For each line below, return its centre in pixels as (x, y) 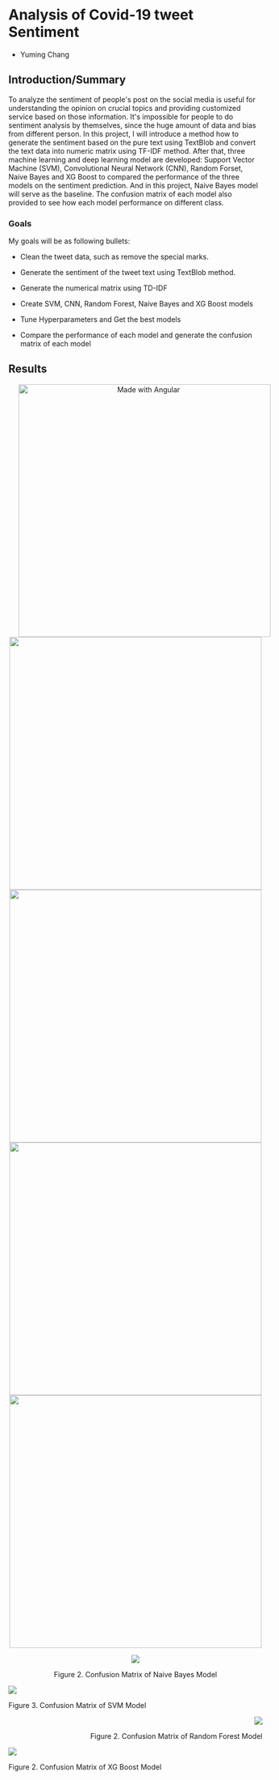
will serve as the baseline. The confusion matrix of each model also (120, 194)
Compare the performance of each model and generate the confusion (136, 335)
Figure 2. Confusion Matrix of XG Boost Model (85, 1767)
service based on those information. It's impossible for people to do (121, 116)
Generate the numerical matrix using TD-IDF (94, 288)
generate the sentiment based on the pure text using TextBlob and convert (132, 142)
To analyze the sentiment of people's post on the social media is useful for (132, 99)
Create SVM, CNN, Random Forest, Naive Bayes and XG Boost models (137, 304)
